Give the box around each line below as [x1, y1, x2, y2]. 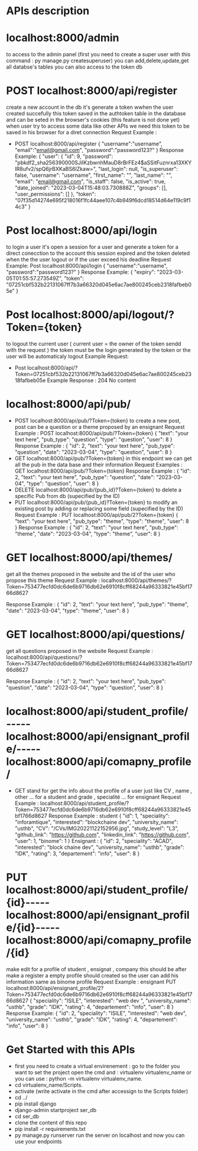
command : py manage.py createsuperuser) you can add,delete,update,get [6, 57, 189, 64]
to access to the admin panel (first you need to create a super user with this [6, 51, 191, 58]
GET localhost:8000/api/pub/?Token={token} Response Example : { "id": [14, 467, 191, 474]
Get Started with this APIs [6, 1043, 135, 1056]
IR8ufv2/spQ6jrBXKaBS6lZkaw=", [14, 166, 98, 173]
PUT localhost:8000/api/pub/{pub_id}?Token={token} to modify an [14, 499, 178, 506]
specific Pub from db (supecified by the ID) [14, 492, 120, 499]
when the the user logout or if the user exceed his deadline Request [6, 256, 171, 263]
